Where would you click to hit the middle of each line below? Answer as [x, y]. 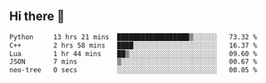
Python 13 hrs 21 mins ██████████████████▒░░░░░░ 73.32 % [133, 37]
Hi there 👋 [37, 17]
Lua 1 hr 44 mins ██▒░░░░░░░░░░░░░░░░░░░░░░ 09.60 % [133, 54]
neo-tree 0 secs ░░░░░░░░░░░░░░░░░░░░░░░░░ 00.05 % [133, 71]
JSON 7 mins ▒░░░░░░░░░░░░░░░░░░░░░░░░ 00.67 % [133, 62]
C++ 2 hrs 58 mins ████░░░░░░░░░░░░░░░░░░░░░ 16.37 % [133, 46]
